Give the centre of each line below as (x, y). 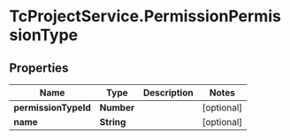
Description (168, 93)
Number (117, 108)
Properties (39, 68)
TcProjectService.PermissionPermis (145, 16)
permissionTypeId (52, 108)
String (113, 122)
